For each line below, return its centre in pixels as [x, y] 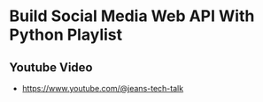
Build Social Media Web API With [132, 16]
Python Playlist [66, 35]
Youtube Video [51, 67]
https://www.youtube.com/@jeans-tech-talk [103, 88]
